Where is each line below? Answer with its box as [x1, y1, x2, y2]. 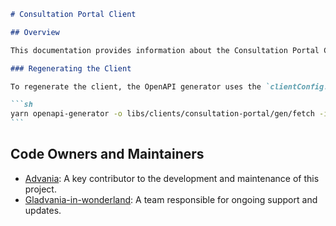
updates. [24, 204, 62, 216]
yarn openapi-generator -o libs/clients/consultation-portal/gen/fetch [10, 109, 315, 119]
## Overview [10, 27, 60, 37]
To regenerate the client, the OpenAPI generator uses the [10, 81, 262, 92]
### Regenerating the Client [10, 63, 132, 74]
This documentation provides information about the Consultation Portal [10, 45, 320, 55]
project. [24, 183, 57, 195]
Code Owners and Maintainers [10, 146, 205, 163]
